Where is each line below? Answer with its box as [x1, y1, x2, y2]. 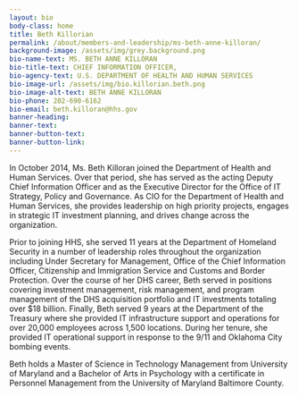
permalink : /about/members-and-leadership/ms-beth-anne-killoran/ [9, 38, 261, 47]
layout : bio [9, 13, 54, 22]
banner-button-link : [9, 138, 87, 147]
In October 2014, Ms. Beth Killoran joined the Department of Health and [9, 162, 272, 173]
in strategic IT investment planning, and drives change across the [9, 209, 250, 220]
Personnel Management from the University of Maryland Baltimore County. [9, 377, 285, 388]
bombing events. [9, 341, 71, 351]
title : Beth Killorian [9, 30, 94, 38]
